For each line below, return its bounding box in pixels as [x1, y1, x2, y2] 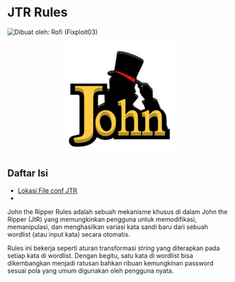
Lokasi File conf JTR [17, 186, 78, 195]
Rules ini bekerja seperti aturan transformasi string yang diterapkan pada [7, 244, 220, 252]
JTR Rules [7, 4, 68, 21]
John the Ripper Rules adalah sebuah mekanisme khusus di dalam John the [7, 207, 228, 216]
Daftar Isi [7, 167, 48, 179]
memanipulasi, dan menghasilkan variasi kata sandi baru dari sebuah [7, 222, 209, 231]
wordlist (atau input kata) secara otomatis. [7, 230, 131, 238]
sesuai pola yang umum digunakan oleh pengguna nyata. [7, 266, 174, 275]
